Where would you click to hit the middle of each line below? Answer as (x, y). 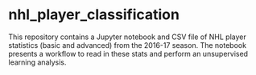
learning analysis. (37, 62)
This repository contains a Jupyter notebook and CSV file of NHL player (128, 37)
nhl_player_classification (94, 15)
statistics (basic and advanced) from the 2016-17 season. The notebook (128, 45)
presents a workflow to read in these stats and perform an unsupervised (128, 53)
